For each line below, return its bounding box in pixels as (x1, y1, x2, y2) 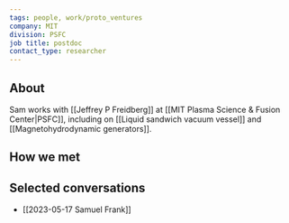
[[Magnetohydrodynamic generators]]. (9, 123, 152, 134)
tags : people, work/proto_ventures (9, 13, 143, 23)
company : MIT (9, 22, 59, 31)
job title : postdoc (9, 38, 83, 48)
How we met (9, 150, 81, 165)
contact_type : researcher (9, 47, 106, 56)
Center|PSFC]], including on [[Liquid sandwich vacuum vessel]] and (9, 114, 262, 125)
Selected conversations (9, 180, 146, 195)
